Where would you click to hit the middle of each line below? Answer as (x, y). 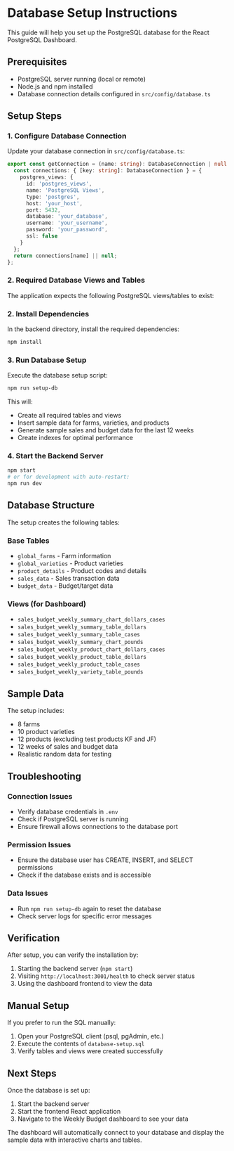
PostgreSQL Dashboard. (42, 39)
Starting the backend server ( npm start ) (75, 969)
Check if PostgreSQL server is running (73, 819)
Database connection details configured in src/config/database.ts (114, 94)
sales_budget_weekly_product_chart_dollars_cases (91, 650)
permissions (35, 868)
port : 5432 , (43, 210)
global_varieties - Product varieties (70, 563)
